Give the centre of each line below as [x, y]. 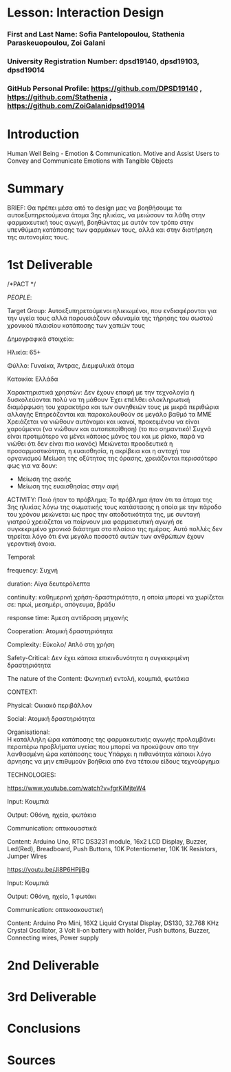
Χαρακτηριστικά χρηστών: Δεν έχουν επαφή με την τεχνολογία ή [101, 392]
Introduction [43, 134]
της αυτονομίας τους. [38, 237]
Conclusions [44, 1029]
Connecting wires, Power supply [53, 937]
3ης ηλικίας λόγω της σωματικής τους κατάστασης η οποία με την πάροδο [114, 507]
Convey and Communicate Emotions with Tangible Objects [90, 161]
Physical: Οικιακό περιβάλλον [50, 705]
